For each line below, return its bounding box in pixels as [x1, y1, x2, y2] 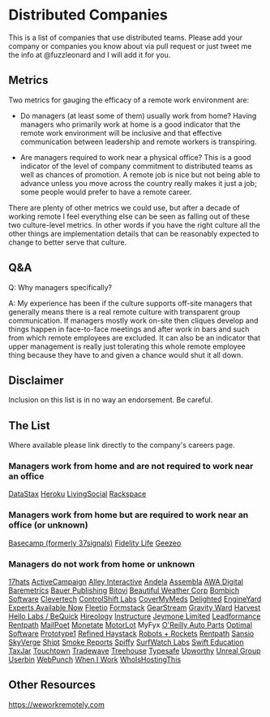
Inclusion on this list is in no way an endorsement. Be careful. [8, 395, 213, 405]
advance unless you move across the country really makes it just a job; [19, 178, 257, 188]
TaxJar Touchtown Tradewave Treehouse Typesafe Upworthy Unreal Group [8, 646, 261, 656]
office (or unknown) [8, 519, 88, 531]
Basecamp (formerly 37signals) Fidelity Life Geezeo [8, 538, 182, 548]
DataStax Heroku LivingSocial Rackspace [8, 489, 147, 499]
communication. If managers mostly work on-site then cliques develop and [8, 315, 259, 325]
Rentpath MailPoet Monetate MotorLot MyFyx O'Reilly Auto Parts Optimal [8, 620, 253, 630]
